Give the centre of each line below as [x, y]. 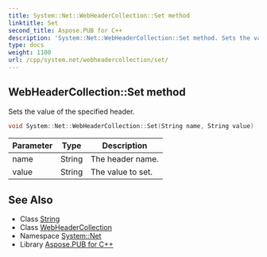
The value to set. [122, 172]
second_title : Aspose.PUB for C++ [66, 30]
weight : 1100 [30, 53]
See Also [31, 200]
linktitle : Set [33, 23]
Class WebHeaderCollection [66, 228]
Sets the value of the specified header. [72, 111]
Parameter [33, 146]
